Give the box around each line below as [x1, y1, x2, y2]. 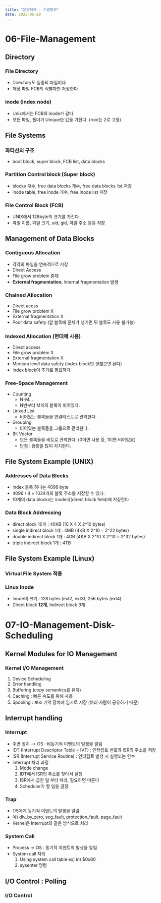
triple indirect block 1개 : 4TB [12, 540, 71, 546]
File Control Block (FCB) [5, 202, 64, 209]
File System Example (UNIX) [5, 457, 94, 466]
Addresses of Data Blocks [5, 472, 69, 479]
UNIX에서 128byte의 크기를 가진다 [12, 214, 79, 220]
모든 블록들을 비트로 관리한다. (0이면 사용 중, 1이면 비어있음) [19, 437, 136, 443]
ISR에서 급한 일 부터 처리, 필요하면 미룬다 [19, 777, 100, 783]
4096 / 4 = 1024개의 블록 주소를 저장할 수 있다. [12, 490, 105, 496]
